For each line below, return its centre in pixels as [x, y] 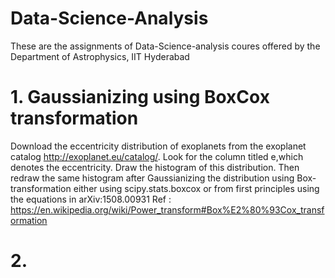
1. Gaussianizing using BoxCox [140, 97]
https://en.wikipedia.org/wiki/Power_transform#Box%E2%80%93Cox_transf [167, 209]
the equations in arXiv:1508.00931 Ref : [91, 199]
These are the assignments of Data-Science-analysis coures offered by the [165, 46]
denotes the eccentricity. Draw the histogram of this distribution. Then [155, 167]
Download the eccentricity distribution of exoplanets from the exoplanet [158, 146]
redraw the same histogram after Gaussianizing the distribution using [152, 178]
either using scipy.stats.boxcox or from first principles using [196, 188]
